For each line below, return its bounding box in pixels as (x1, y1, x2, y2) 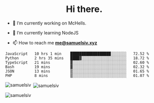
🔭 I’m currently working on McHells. (12, 20, 87, 26)
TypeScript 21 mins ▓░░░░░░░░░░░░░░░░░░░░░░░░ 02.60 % (5, 60, 149, 65)
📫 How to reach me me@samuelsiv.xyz (12, 39, 97, 45)
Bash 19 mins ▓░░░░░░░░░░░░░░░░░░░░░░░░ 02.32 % (5, 64, 149, 69)
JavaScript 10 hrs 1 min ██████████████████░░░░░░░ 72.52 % (5, 51, 149, 56)
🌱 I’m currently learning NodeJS (12, 29, 79, 35)
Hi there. (66, 3, 103, 15)
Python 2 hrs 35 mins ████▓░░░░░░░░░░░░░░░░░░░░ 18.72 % (5, 55, 149, 60)
